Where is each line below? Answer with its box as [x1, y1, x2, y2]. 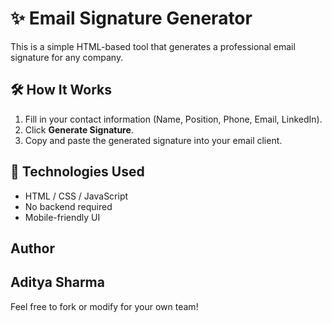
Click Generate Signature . [24, 123, 134, 136]
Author [10, 240, 55, 257]
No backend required [24, 200, 113, 212]
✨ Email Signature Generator [10, 7, 253, 30]
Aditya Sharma [10, 274, 105, 291]
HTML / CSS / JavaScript [24, 190, 129, 202]
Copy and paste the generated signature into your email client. [24, 134, 283, 146]
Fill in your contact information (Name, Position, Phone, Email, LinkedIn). [24, 113, 323, 125]
